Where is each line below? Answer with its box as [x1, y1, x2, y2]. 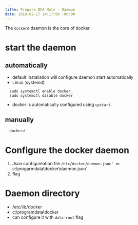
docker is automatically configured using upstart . [12, 102, 112, 107]
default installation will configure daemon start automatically [12, 74, 134, 80]
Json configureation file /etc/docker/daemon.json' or [12, 161, 120, 167]
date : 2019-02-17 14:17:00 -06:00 [5, 12, 76, 17]
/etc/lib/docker [12, 204, 42, 210]
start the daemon [5, 42, 77, 53]
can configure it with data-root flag [12, 214, 84, 220]
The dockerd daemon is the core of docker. [5, 25, 91, 31]
